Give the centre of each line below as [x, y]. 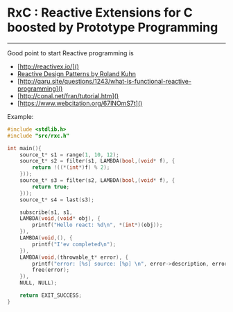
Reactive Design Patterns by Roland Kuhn [77, 73]
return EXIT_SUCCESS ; [51, 295]
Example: [20, 116]
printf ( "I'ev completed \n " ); [74, 244]
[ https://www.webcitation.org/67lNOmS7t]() [80, 103]
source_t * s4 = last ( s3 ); [57, 200]
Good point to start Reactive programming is [70, 53]
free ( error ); [51, 270]
